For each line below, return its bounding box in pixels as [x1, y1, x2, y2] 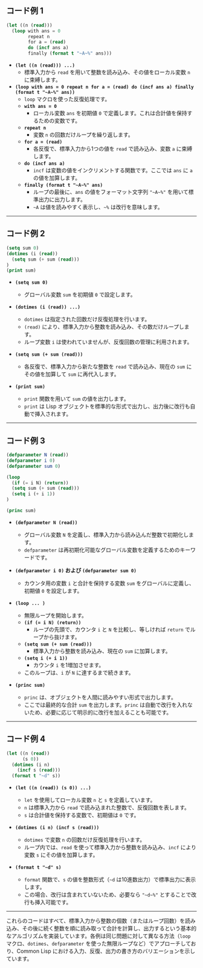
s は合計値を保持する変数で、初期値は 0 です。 [24, 812, 140, 819]
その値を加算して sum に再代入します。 [24, 370, 120, 378]
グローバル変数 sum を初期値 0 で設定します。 [24, 291, 136, 298]
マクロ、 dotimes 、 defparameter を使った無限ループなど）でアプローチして [6, 940, 192, 947]
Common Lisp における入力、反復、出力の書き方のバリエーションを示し [16, 947, 196, 955]
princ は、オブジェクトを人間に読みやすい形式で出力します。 [24, 693, 176, 701]
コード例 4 [6, 734, 46, 744]
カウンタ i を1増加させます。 [33, 661, 105, 669]
